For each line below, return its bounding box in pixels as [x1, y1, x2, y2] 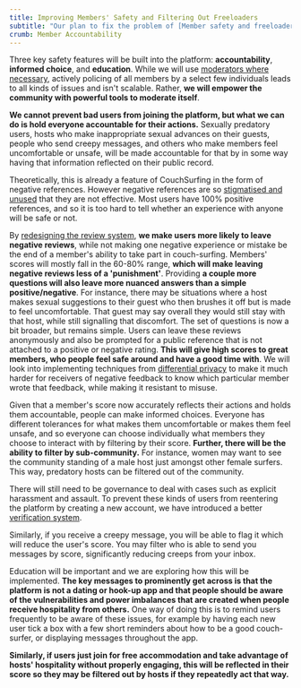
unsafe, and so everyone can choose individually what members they [9, 428, 266, 439]
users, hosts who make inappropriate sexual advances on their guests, [9, 129, 271, 140]
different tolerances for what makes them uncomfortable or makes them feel [9, 418, 291, 430]
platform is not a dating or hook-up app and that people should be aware [9, 585, 284, 596]
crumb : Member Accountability [9, 30, 123, 39]
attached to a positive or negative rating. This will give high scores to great [9, 344, 288, 355]
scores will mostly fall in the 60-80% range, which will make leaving [9, 259, 263, 270]
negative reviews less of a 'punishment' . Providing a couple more [9, 268, 257, 279]
